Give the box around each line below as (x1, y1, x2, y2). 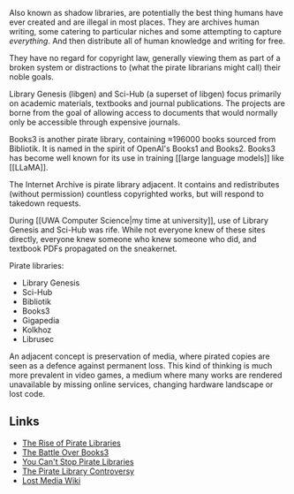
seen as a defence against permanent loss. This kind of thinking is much (9, 361, 273, 370)
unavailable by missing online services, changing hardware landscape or (9, 379, 274, 390)
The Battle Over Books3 (21, 446, 109, 458)
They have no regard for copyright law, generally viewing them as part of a (9, 53, 281, 63)
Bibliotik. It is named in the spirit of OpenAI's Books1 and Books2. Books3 (9, 143, 276, 154)
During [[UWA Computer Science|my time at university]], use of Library (9, 216, 269, 225)
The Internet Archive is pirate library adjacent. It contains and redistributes (9, 179, 280, 189)
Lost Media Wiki (21, 475, 81, 485)
